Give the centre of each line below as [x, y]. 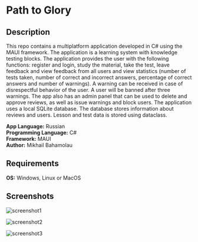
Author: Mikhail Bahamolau [39, 145]
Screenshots [30, 196]
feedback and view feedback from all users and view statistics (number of [96, 71]
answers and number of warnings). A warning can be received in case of [95, 84]
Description [28, 32]
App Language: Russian [36, 126]
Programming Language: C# [42, 132]
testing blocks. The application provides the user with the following [88, 59]
